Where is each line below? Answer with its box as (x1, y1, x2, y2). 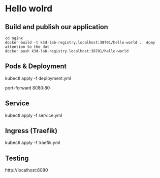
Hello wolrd (5, 3, 53, 14)
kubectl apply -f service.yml (5, 112, 63, 118)
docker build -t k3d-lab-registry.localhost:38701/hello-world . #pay (5, 40, 155, 45)
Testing (5, 154, 29, 162)
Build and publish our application (5, 23, 108, 31)
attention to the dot (5, 44, 50, 49)
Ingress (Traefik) (5, 127, 58, 135)
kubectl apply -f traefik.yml (5, 139, 61, 146)
